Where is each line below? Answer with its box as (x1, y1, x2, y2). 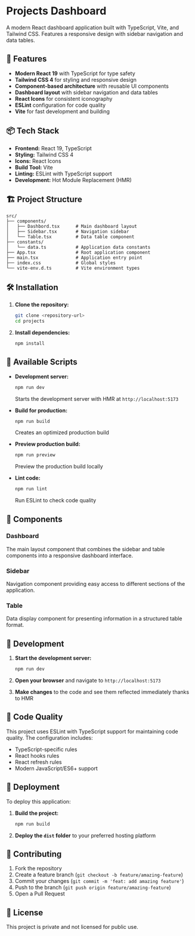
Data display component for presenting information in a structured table (6, 615, 182, 622)
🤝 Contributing (6, 849, 62, 859)
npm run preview (14, 452, 55, 458)
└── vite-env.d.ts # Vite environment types (6, 265, 140, 271)
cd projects (14, 318, 45, 325)
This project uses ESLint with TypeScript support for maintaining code (6, 728, 178, 735)
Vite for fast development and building (14, 107, 110, 115)
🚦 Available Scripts (6, 357, 78, 367)
